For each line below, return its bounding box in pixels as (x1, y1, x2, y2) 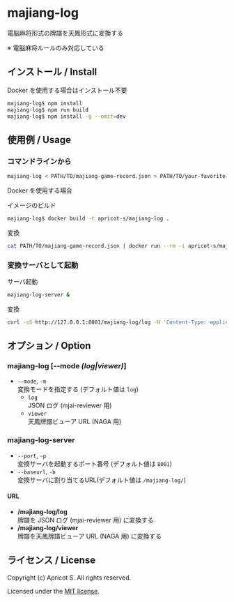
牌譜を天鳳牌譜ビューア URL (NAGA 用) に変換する (17, 532, 162, 540)
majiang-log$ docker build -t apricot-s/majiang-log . (7, 215, 170, 222)
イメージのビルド (7, 201, 56, 209)
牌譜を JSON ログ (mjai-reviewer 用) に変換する (17, 516, 155, 524)
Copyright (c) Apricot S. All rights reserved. (7, 573, 132, 582)
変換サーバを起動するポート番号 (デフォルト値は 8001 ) (17, 459, 173, 468)
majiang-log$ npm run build (7, 106, 89, 113)
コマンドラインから (7, 156, 72, 166)
